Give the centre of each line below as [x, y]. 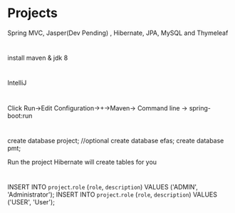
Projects [33, 13]
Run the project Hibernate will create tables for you [82, 162]
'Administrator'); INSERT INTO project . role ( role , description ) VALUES [112, 194]
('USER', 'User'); [31, 202]
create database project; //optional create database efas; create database [116, 140]
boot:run [20, 115]
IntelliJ [17, 83]
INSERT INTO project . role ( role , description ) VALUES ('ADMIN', [103, 187]
